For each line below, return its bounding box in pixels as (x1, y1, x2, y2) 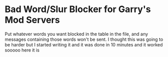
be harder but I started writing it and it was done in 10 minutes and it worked (5, 41, 163, 47)
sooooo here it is (5, 47, 40, 53)
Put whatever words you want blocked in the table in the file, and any (5, 31, 148, 37)
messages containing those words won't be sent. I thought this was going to (5, 36, 163, 42)
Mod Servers (5, 14, 60, 26)
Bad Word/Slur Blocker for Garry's (5, 4, 151, 15)
